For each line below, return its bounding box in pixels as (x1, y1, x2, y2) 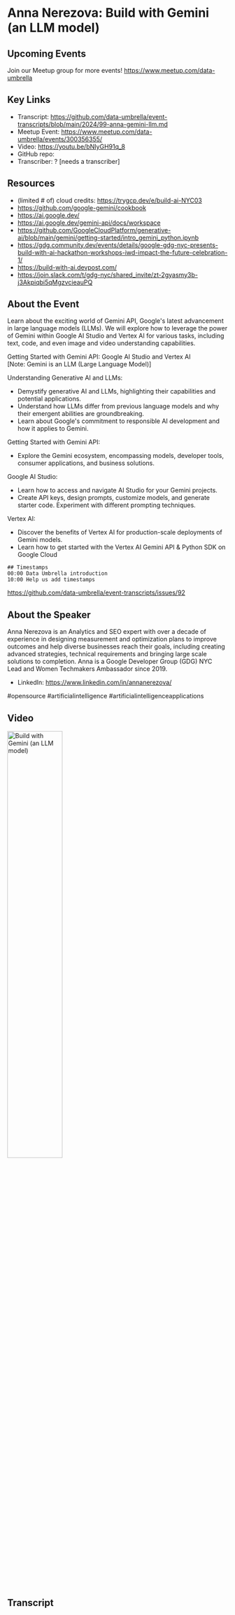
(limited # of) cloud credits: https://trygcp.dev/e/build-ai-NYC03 (17, 196, 203, 205)
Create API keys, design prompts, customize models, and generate (17, 494, 210, 502)
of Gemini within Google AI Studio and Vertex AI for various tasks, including (7, 331, 225, 340)
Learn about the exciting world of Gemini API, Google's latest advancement (7, 317, 224, 325)
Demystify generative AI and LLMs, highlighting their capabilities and (17, 387, 216, 396)
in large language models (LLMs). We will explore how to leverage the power (7, 324, 228, 333)
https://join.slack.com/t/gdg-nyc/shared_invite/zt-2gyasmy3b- (17, 270, 198, 279)
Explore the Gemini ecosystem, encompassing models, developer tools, (17, 452, 224, 460)
